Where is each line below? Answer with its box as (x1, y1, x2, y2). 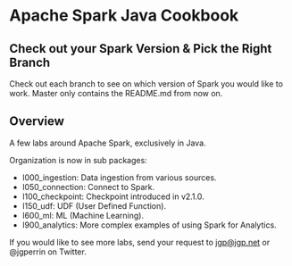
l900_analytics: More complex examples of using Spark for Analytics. (21, 220, 277, 230)
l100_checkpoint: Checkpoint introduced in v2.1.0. (21, 191, 204, 202)
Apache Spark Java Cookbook (9, 5, 239, 26)
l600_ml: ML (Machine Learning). (21, 210, 145, 220)
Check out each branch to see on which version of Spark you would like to (9, 79, 284, 89)
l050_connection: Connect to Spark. (21, 181, 154, 192)
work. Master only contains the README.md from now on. (9, 88, 223, 98)
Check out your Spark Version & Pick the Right (9, 41, 272, 56)
